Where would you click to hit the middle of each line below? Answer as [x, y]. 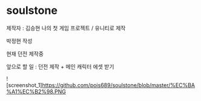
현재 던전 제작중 [25, 54]
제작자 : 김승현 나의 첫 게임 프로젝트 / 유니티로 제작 [66, 28]
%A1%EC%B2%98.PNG [36, 91]
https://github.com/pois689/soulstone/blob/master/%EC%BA [119, 85]
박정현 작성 [19, 41]
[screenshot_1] [24, 85]
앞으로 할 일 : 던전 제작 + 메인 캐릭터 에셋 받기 [60, 67]
